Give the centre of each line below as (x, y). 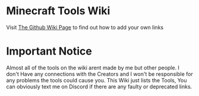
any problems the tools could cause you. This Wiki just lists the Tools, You (97, 80)
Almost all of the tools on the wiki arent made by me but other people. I (93, 68)
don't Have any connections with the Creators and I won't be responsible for (99, 74)
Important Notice (49, 51)
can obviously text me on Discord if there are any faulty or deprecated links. (99, 87)
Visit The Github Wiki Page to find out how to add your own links (85, 27)
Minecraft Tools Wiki (58, 11)
